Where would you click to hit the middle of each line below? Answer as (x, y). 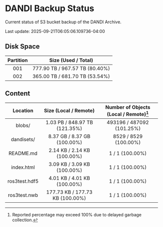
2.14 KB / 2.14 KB (69, 150)
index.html (23, 167)
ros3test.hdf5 (23, 181)
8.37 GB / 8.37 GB (69, 136)
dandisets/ (23, 139)
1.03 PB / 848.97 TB (69, 122)
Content (18, 93)
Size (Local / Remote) (69, 111)
